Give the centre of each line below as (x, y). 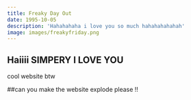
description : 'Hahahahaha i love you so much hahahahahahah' (96, 26)
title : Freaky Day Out (39, 13)
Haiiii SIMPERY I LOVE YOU (65, 60)
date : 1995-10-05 (32, 20)
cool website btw (31, 76)
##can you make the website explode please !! (73, 90)
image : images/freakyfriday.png (53, 32)
